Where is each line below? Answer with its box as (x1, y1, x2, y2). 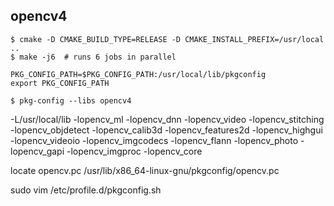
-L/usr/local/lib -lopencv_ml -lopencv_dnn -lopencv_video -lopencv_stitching (10, 113, 325, 125)
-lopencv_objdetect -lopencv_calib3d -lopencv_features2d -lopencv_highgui (10, 124, 323, 136)
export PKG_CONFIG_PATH (10, 78, 110, 88)
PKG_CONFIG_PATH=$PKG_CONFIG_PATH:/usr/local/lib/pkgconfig (10, 69, 267, 79)
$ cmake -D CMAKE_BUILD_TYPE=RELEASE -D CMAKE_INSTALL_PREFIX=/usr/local (10, 34, 325, 44)
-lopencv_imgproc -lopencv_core (66, 145, 203, 157)
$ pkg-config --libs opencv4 (10, 95, 132, 106)
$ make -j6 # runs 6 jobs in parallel (10, 52, 177, 62)
